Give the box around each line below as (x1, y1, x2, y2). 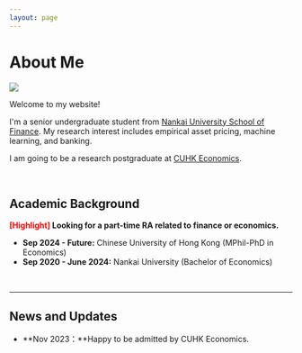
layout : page (9, 13, 58, 23)
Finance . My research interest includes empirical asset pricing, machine (9, 125, 276, 136)
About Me (9, 51, 84, 72)
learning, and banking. (9, 135, 93, 146)
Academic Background (9, 195, 140, 212)
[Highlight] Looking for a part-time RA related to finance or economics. (9, 220, 280, 231)
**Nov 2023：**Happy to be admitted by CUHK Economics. (22, 334, 250, 345)
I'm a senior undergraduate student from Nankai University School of (9, 116, 265, 127)
